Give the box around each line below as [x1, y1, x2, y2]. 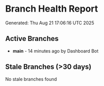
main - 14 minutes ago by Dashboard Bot [12, 48, 99, 54]
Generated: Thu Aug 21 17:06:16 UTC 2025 [5, 20, 94, 26]
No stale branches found [5, 76, 57, 82]
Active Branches [5, 34, 59, 43]
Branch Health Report [5, 3, 98, 15]
